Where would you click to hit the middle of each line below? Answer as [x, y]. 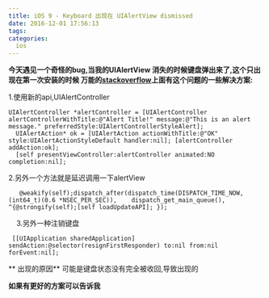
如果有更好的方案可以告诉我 [55, 286]
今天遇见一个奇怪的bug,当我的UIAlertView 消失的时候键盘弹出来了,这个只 [131, 70]
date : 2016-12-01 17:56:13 [54, 23]
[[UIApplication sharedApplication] [74, 239]
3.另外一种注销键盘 [48, 224]
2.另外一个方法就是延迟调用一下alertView [77, 178]
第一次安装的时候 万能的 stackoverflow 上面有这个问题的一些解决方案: [137, 80]
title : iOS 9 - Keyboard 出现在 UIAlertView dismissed [101, 16]
